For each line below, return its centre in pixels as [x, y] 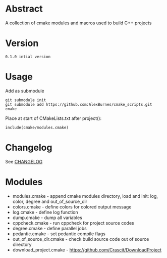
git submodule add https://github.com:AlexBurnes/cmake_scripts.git [79, 104]
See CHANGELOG [24, 161]
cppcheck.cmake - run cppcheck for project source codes [73, 223]
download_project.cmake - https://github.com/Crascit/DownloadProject [87, 250]
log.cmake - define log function [45, 212]
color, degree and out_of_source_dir [50, 201]
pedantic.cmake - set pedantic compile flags [59, 234]
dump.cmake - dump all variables [47, 218]
